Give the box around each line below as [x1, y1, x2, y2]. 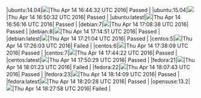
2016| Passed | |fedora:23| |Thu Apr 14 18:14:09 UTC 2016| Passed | [6, 71, 180, 78]
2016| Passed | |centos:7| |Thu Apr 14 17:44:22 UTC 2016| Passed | [6, 49, 178, 57]
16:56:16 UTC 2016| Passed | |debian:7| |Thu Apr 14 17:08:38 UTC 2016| [6, 21, 189, 28]
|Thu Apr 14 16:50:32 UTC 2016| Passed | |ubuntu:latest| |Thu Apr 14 [6, 14, 181, 20]
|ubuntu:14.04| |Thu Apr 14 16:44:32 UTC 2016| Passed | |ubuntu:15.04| [6, 7, 188, 13]
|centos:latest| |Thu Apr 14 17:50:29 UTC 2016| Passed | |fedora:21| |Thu [6, 57, 195, 63]
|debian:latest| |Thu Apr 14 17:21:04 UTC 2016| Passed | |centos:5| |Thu [6, 35, 193, 42]
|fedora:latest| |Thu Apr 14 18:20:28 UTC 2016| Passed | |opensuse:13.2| [6, 78, 191, 85]
